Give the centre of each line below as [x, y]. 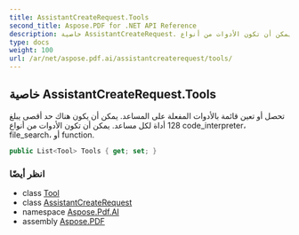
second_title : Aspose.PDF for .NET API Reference [103, 26]
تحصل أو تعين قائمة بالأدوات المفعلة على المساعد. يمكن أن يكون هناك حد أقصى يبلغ [147, 115]
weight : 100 [31, 51]
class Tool [40, 192]
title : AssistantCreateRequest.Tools [79, 17]
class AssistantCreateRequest [77, 202]
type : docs [29, 42]
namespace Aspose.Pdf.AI [71, 211]
